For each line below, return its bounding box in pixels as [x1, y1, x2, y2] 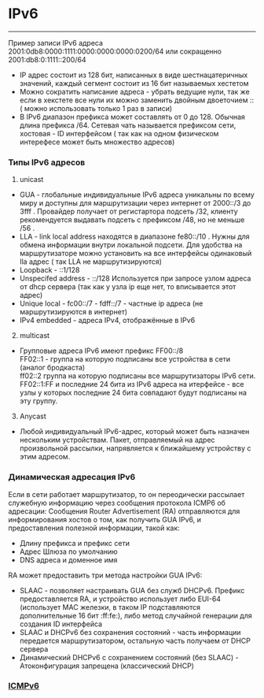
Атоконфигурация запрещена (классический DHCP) [19, 661, 195, 670]
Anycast [19, 411, 47, 421]
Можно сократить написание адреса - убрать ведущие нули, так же [19, 87, 250, 96]
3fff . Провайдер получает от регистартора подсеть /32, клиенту [19, 206, 238, 217]
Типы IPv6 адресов [8, 157, 86, 168]
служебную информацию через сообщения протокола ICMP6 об [8, 498, 226, 507]
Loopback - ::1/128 [19, 265, 80, 275]
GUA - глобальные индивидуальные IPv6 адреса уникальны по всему [19, 190, 255, 199]
